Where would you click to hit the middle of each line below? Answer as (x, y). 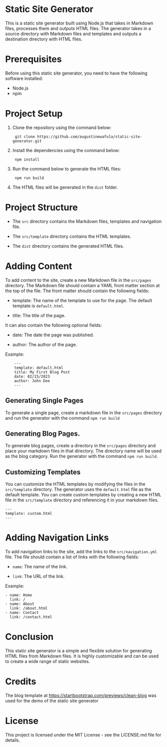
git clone (25, 137)
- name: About (20, 604)
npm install (27, 159)
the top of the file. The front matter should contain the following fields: (77, 291)
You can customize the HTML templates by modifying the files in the (75, 484)
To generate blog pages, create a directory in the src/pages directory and (81, 446)
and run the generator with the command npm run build (62, 418)
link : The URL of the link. (38, 576)
